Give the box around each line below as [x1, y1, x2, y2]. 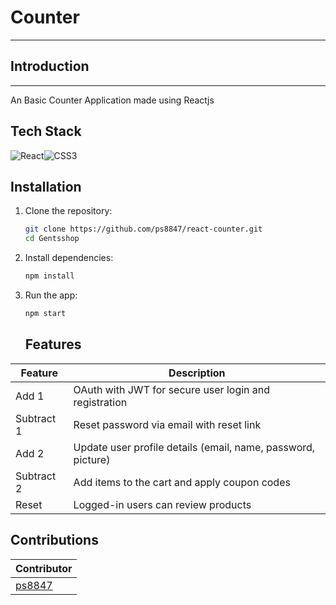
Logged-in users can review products [73, 497, 252, 511]
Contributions [10, 532, 99, 549]
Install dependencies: [24, 252, 114, 264]
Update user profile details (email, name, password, [73, 440, 316, 454]
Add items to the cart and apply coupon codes [73, 475, 291, 489]
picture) [73, 452, 111, 466]
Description [168, 366, 226, 380]
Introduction [10, 58, 90, 75]
